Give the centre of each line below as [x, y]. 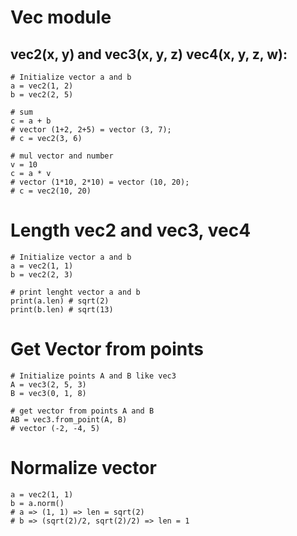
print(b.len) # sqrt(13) [62, 309]
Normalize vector [83, 468]
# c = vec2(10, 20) [51, 191]
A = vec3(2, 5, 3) [48, 384]
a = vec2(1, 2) [42, 86]
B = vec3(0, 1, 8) [48, 393]
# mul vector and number [62, 156]
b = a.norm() [37, 503]
